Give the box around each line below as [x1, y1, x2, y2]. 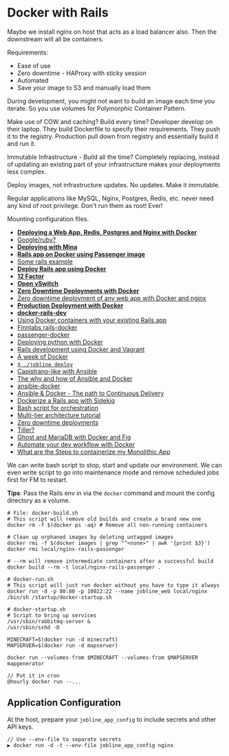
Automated [17, 76, 49, 84]
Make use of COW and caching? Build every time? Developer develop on [7, 117, 213, 125]
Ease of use [17, 61, 51, 70]
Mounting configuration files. [7, 215, 89, 223]
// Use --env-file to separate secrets [7, 735, 122, 743]
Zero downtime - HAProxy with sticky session [17, 69, 146, 77]
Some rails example [17, 257, 74, 266]
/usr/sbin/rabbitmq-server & [7, 618, 91, 624]
